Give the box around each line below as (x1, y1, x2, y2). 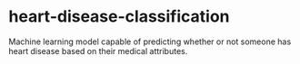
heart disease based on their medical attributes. (8, 45, 188, 56)
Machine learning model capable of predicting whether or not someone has (8, 36, 292, 47)
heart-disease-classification (8, 6, 230, 27)
